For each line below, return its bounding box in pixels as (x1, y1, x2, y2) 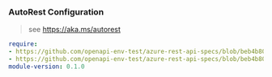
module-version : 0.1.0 (8, 63, 85, 71)
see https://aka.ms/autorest (28, 25, 121, 34)
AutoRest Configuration (8, 6, 104, 18)
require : (8, 40, 38, 48)
